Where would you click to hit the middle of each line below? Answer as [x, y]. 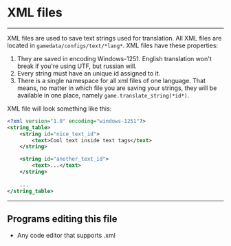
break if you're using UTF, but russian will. [77, 66]
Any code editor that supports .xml [66, 236]
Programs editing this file [62, 219]
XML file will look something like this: [59, 109]
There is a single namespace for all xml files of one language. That [111, 80]
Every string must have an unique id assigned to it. [89, 73]
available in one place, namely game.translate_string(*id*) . [103, 95]
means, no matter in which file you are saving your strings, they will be [117, 88]
